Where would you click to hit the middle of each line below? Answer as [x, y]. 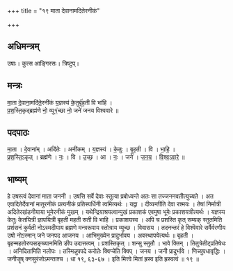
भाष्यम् [17, 179]
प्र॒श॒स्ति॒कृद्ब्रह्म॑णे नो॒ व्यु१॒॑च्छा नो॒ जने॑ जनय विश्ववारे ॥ [63, 110]
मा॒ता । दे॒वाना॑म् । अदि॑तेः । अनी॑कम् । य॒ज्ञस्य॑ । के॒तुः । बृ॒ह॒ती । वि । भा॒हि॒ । [91, 149]
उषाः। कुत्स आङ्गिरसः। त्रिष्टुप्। [43, 63]
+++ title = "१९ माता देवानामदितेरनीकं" [54, 11]
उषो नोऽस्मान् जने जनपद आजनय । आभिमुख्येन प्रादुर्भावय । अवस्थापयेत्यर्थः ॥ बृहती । [101, 235]
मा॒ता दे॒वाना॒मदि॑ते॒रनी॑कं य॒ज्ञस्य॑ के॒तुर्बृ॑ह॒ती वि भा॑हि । [60, 102]
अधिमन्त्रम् [23, 46]
